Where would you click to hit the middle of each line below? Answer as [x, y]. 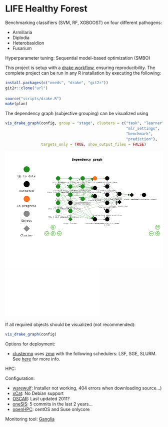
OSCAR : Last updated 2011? [41, 398]
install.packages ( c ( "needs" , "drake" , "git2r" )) [57, 83]
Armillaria [22, 32]
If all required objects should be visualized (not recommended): [70, 324]
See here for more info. [36, 359]
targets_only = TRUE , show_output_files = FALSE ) [93, 144]
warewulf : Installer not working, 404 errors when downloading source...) [87, 388]
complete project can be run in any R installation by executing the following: [83, 73]
